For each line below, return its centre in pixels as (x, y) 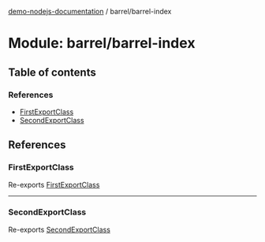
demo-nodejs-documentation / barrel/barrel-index (90, 11)
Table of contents (52, 72)
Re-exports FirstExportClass (54, 184)
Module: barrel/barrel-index (102, 43)
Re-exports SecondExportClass (59, 229)
